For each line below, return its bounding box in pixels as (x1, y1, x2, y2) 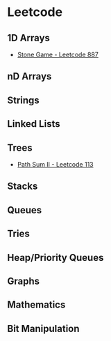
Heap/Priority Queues (7, 252, 104, 264)
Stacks (7, 181, 38, 192)
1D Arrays (7, 32, 51, 44)
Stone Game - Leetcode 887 (17, 50, 99, 59)
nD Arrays (7, 70, 52, 82)
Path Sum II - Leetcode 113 (17, 160, 94, 168)
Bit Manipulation (7, 322, 80, 335)
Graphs (7, 275, 40, 287)
